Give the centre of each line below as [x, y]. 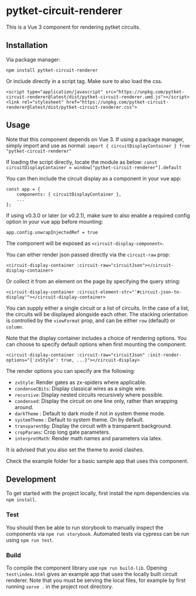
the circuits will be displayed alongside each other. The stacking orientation [97, 314]
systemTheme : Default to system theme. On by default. [79, 419]
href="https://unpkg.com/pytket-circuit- [117, 102]
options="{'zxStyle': [32, 360]
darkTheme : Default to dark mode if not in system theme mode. [90, 413]
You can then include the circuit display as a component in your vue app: [94, 178]
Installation [27, 45]
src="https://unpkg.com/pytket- [145, 92]
